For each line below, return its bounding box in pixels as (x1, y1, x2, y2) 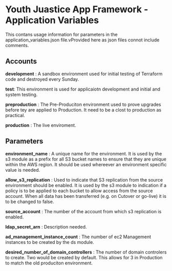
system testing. (5, 91, 38, 98)
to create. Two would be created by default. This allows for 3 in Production (5, 254, 163, 260)
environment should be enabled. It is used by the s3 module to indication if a (5, 182, 167, 188)
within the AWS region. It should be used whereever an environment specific (5, 161, 167, 167)
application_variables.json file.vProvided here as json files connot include (5, 37, 160, 43)
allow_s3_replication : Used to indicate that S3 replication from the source (5, 176, 163, 183)
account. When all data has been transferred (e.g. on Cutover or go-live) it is (5, 193, 166, 199)
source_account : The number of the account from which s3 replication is (5, 208, 162, 214)
